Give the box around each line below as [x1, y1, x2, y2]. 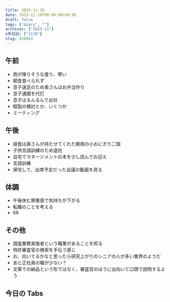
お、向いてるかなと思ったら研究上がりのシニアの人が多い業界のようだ [12, 253, 161, 259]
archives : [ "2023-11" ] [5, 27, 54, 32]
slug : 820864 [5, 36, 33, 42]
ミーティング [12, 109, 40, 116]
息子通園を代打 [12, 90, 45, 97]
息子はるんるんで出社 [12, 97, 58, 103]
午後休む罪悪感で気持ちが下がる [12, 197, 80, 203]
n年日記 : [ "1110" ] [5, 31, 42, 36]
